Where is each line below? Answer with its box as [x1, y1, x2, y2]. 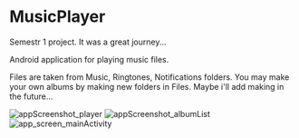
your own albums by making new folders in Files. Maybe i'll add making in [9, 81, 285, 92]
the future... [9, 91, 53, 102]
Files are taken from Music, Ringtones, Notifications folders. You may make [9, 71, 290, 83]
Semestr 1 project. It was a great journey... [9, 36, 167, 47]
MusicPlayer [9, 6, 106, 27]
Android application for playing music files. [9, 54, 169, 64]
